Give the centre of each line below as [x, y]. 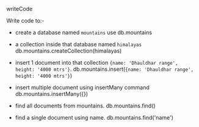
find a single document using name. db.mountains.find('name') [94, 118]
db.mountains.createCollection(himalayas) [68, 51]
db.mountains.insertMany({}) [52, 94]
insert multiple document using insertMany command [82, 87]
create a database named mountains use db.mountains [84, 32]
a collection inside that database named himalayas [78, 44]
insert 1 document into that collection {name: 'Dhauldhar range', [96, 63]
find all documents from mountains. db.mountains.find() [85, 106]
